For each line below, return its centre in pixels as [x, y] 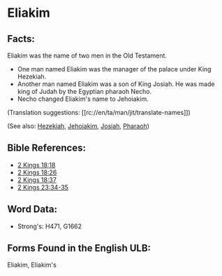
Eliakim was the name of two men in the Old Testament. [87, 55]
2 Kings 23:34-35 [43, 187]
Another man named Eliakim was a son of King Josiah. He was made [116, 84]
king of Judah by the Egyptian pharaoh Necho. [84, 91]
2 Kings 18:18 [36, 165]
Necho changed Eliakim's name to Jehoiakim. [83, 99]
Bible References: [46, 148]
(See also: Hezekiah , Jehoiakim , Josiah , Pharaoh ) [79, 126]
